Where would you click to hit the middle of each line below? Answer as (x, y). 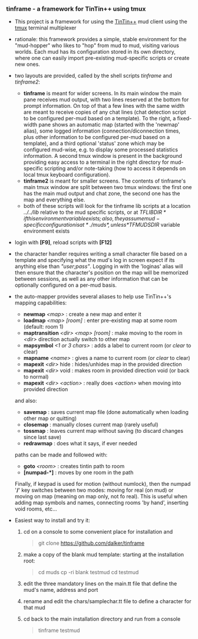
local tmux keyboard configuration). (67, 175)
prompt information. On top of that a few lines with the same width (104, 106)
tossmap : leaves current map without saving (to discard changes (103, 431)
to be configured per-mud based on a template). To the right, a (100, 118)
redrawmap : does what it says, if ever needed (80, 443)
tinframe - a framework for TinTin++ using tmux (76, 9)
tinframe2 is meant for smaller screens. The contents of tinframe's (105, 181)
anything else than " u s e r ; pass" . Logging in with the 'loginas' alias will (99, 266)
